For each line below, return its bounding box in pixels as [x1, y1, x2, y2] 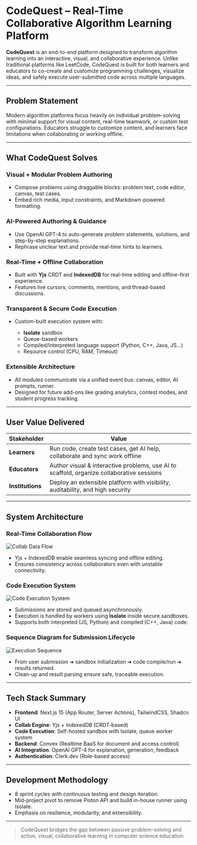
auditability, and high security [49, 486, 131, 494]
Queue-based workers [23, 336, 78, 343]
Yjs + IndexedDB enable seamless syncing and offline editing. [14, 554, 164, 562]
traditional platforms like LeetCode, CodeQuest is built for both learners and [6, 61, 189, 68]
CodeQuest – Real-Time [6, 4, 124, 18]
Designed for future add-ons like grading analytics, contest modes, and [14, 388, 188, 395]
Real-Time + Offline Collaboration [6, 257, 104, 266]
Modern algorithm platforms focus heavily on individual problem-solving [6, 112, 181, 119]
